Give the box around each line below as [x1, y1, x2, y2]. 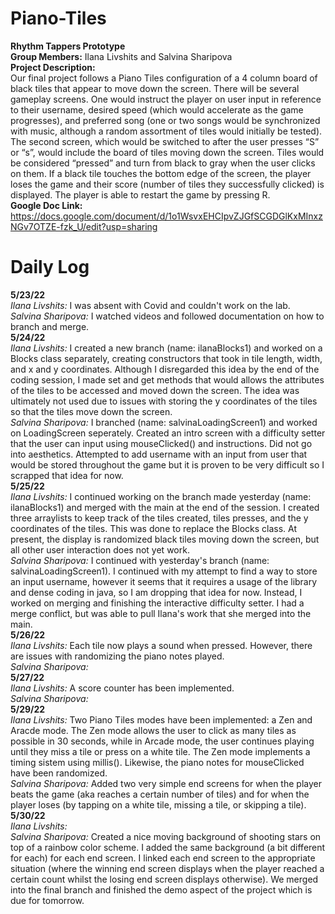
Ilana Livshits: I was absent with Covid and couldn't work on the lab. [10, 299, 291, 311]
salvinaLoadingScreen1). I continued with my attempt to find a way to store [10, 565, 318, 577]
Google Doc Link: [10, 199, 83, 211]
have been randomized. [10, 767, 108, 779]
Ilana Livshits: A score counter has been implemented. [10, 682, 235, 694]
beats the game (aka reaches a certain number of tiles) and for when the [10, 788, 310, 800]
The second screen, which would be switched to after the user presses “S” [10, 135, 320, 147]
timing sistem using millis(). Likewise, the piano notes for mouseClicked [10, 756, 305, 768]
